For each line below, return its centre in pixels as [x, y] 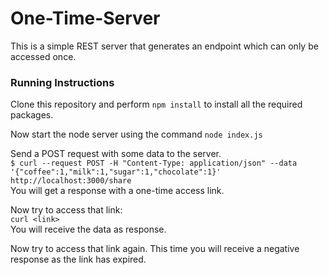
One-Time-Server [85, 18]
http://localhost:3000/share [71, 181]
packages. [32, 115]
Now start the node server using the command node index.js [136, 134]
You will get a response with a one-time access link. [117, 191]
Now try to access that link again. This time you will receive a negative [155, 249]
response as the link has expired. [78, 259]
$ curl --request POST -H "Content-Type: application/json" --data [154, 163]
